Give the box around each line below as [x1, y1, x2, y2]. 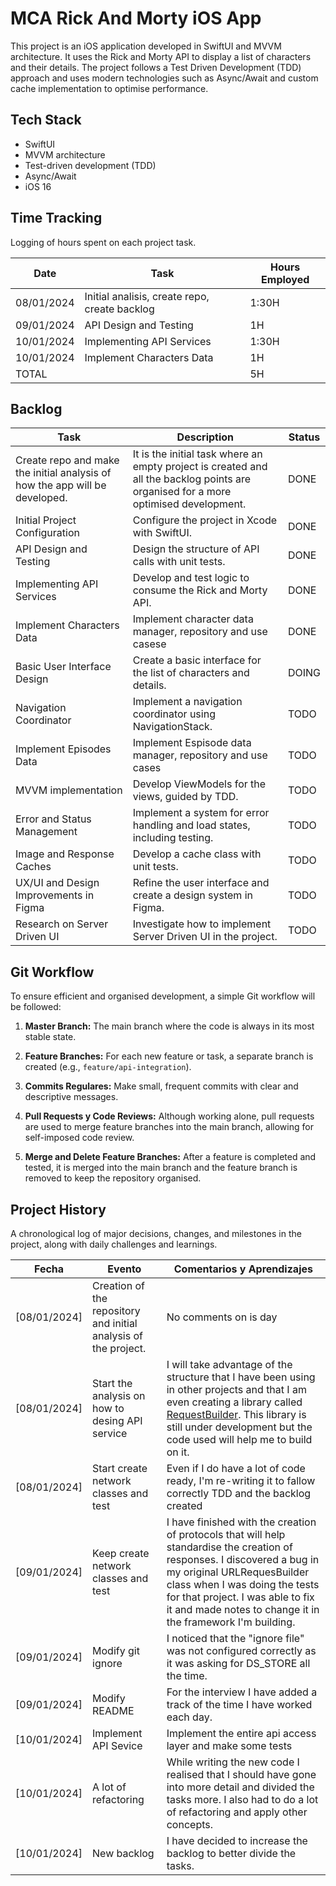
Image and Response [15, 847, 115, 861]
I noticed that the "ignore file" [166, 1632, 305, 1645]
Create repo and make [15, 453, 120, 467]
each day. [166, 1710, 213, 1724]
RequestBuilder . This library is [166, 1408, 307, 1421]
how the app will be [15, 478, 107, 492]
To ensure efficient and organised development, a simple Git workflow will [10, 990, 316, 1002]
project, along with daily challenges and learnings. [10, 1238, 218, 1250]
